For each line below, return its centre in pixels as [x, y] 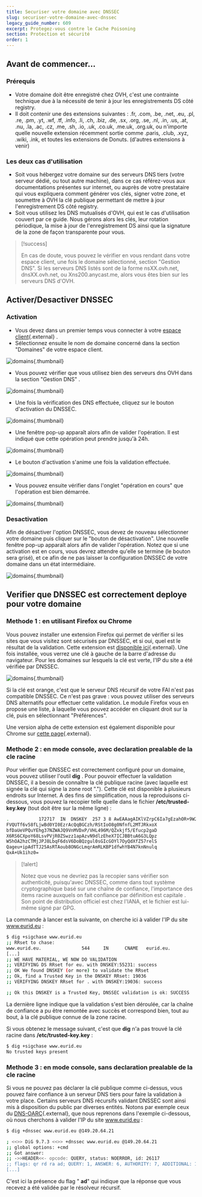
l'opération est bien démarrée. [52, 492]
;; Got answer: [25, 1153]
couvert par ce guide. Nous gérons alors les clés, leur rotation [92, 219]
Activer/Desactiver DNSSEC [60, 300]
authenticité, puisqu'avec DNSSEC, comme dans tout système [98, 883]
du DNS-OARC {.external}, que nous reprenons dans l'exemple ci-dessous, [99, 1113]
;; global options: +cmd [37, 1147]
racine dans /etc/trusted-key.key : [50, 1035]
